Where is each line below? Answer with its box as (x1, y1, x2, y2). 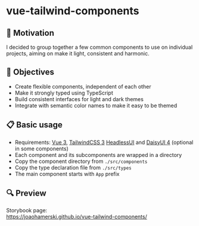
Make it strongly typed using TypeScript (14, 89, 113, 96)
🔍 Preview (6, 189, 46, 199)
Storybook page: (6, 207, 48, 214)
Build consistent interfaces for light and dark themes (14, 95, 144, 102)
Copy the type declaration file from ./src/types (14, 164, 132, 171)
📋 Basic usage (6, 120, 63, 130)
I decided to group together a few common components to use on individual (6, 43, 193, 51)
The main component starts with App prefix (14, 170, 120, 177)
